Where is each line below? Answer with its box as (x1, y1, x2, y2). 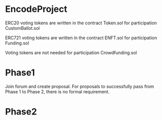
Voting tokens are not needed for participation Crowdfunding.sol (5, 50, 137, 56)
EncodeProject (5, 3, 68, 15)
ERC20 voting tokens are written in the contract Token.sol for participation (5, 20, 158, 26)
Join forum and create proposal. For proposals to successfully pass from (5, 83, 154, 89)
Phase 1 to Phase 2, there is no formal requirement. (5, 88, 110, 95)
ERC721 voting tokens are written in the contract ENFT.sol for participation (5, 35, 158, 41)
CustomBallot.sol (5, 25, 40, 31)
